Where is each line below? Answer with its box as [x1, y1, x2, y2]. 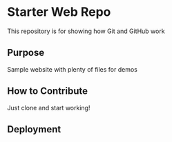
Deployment [7, 123, 61, 135]
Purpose [7, 47, 45, 59]
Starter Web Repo [7, 4, 111, 20]
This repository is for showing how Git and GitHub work [7, 27, 165, 35]
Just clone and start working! [7, 103, 90, 112]
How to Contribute [7, 85, 88, 97]
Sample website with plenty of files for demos [7, 65, 138, 73]
